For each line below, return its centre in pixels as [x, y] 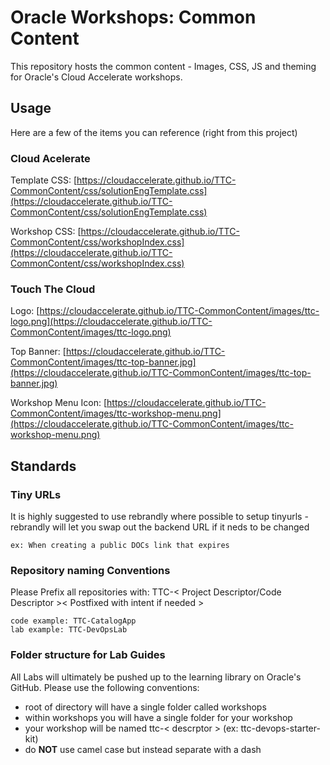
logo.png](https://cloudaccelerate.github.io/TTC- [111, 322]
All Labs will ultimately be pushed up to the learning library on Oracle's [156, 677]
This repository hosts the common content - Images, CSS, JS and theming [163, 66]
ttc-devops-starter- [280, 728]
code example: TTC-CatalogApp [73, 621]
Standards [43, 466]
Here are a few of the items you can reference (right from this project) [154, 132]
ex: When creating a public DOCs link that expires [120, 546]
